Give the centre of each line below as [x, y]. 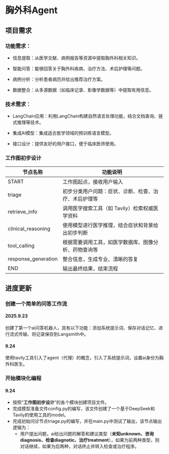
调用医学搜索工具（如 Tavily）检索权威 [108, 208]
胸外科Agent [31, 10]
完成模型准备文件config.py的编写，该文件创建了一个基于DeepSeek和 [83, 409]
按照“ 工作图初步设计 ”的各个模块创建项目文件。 [61, 402]
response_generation [33, 259]
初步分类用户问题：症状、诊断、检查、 [108, 192]
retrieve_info [23, 212]
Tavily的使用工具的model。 [40, 415]
